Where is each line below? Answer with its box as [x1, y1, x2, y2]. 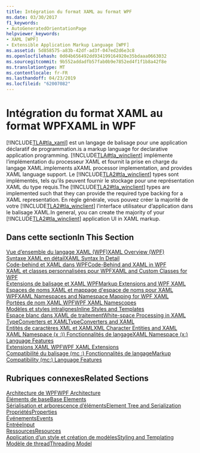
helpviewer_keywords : [6, 31, 60, 37]
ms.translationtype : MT [6, 64, 66, 70]
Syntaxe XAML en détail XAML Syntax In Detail [6, 254, 120, 261]
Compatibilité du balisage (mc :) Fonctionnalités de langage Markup [6, 350, 171, 357]
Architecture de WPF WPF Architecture [6, 389, 101, 396]
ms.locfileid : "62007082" [6, 81, 70, 87]
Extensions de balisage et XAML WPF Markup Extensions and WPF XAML [6, 280, 186, 287]
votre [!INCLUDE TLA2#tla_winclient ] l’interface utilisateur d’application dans [6, 202, 193, 209]
